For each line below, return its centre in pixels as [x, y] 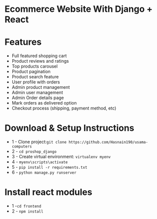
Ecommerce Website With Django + [79, 9]
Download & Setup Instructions [69, 128]
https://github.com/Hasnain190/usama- [108, 142]
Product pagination [31, 72]
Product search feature [35, 77]
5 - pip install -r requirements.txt [49, 167]
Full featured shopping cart [39, 56]
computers [22, 146]
